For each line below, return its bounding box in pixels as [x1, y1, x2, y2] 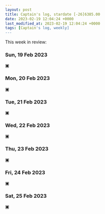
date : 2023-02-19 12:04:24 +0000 [5, 16, 74, 21]
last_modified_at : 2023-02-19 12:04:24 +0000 [5, 21, 100, 26]
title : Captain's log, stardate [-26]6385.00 [5, 12, 100, 17]
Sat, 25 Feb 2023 [5, 192, 47, 199]
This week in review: [5, 39, 47, 45]
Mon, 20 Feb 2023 [5, 75, 50, 82]
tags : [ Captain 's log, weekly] [5, 26, 70, 31]
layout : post [5, 7, 32, 12]
